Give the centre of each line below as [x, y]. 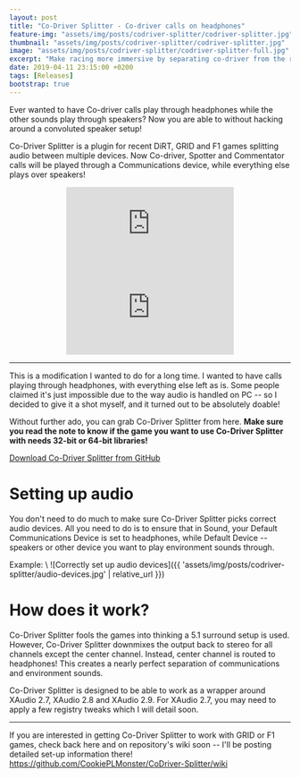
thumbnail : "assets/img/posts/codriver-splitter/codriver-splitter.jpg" [147, 42]
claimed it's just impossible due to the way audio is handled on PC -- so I [143, 394]
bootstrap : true [39, 84]
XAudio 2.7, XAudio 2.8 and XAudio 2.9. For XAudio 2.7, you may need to [143, 699]
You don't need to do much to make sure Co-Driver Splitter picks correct [143, 519]
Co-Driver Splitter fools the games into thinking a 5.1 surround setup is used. [150, 635]
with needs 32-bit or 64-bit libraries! [79, 440]
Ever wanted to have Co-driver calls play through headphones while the [142, 109]
